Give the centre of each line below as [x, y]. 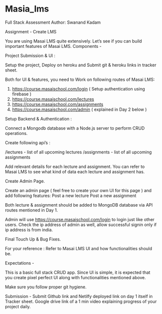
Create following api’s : [28, 142]
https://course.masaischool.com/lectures [53, 99]
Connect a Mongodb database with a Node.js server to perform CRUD [75, 128]
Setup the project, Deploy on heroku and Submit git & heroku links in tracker [81, 65]
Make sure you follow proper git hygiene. [46, 287]
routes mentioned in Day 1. [31, 210]
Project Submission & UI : [30, 55]
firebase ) [22, 94]
